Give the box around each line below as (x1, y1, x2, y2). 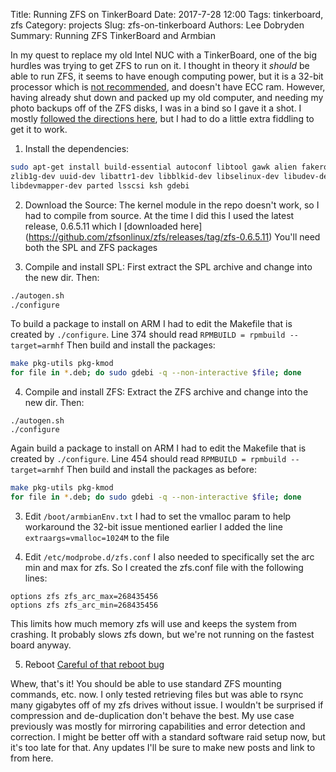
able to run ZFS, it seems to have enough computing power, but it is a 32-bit (10, 70, 324, 82)
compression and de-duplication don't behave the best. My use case (10, 709, 295, 721)
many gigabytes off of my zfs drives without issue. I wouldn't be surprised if (10, 699, 324, 711)
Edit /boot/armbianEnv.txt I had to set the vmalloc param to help (24, 510, 292, 522)
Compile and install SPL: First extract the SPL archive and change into (24, 260, 313, 273)
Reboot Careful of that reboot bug (24, 658, 165, 670)
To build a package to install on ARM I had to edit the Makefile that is (10, 318, 293, 330)
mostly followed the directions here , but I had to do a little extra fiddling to (10, 113, 315, 124)
